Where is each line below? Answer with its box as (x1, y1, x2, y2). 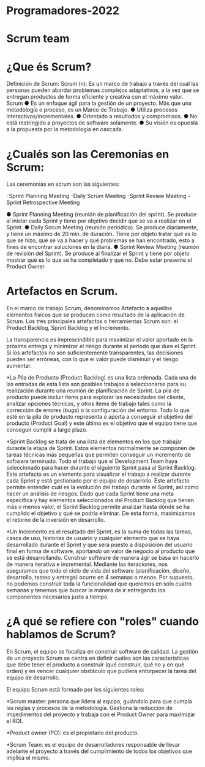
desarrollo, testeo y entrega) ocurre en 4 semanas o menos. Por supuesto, (6, 574, 195, 581)
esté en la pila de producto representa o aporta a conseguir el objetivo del (6, 413, 193, 421)
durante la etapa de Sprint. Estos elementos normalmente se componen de (6, 445, 195, 452)
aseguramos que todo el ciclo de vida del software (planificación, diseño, (6, 567, 192, 574)
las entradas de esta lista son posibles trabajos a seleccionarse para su (6, 381, 187, 388)
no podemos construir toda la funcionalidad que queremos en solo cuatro (6, 580, 192, 587)
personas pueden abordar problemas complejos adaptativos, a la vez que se (6, 86, 199, 94)
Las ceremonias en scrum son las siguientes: (6, 180, 120, 188)
